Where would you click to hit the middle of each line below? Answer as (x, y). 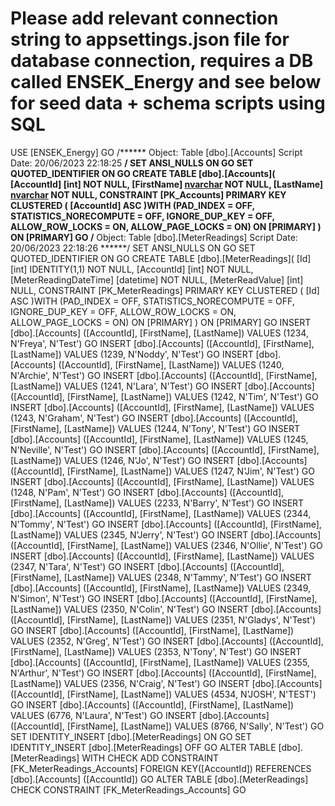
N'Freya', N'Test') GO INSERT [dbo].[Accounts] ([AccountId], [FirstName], (162, 343)
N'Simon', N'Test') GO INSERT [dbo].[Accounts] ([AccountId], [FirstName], (164, 598)
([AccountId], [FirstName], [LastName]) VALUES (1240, (171, 364)
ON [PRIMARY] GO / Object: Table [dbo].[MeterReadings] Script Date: (154, 237)
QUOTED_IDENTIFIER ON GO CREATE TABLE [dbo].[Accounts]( (143, 173)
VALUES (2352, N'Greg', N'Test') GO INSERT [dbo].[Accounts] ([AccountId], (167, 641)
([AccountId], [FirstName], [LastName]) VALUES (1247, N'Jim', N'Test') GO (162, 471)
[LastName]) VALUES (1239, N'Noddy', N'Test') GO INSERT (132, 354)
